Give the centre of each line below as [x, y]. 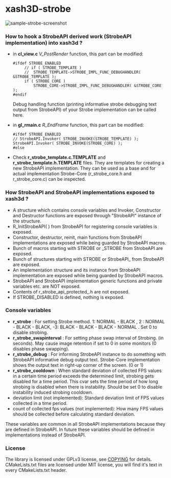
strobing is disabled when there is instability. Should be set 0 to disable [87, 387]
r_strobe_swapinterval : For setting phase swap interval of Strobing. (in [88, 338]
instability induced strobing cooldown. [53, 392]
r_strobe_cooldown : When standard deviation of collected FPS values [87, 370]
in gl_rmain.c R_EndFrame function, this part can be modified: [78, 125]
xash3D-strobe [38, 9]
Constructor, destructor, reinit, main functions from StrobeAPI [77, 237]
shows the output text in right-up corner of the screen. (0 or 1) [78, 365]
